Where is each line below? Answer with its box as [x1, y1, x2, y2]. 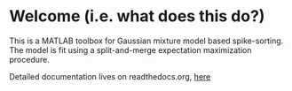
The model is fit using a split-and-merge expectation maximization [9, 44, 252, 55]
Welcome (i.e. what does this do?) [9, 6, 265, 27]
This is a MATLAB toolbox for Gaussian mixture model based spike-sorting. [9, 35, 284, 46]
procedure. [9, 54, 51, 64]
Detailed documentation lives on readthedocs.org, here [9, 71, 211, 81]
